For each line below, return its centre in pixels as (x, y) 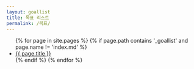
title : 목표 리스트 (28, 18)
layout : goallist (28, 12)
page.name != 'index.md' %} (51, 47)
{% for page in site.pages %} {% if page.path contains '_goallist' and (101, 41)
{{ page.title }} (33, 54)
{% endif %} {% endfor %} (49, 60)
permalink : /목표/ (28, 23)
